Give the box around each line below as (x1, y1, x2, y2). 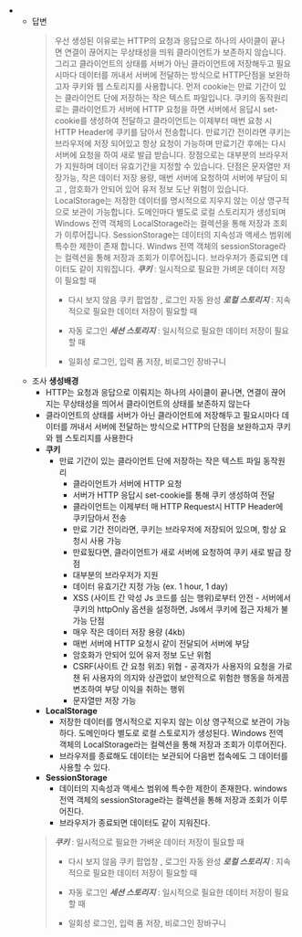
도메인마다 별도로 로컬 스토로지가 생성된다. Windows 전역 (78, 728, 285, 738)
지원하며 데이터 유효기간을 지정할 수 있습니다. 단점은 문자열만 (64, 161, 281, 172)
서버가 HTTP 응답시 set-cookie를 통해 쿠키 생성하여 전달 (72, 490, 276, 500)
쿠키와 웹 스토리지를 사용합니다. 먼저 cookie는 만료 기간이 (71, 81, 277, 91)
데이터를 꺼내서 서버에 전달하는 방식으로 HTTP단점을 (78, 69, 266, 80)
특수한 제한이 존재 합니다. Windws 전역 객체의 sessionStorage (54, 241, 280, 251)
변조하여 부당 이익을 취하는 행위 (72, 684, 185, 694)
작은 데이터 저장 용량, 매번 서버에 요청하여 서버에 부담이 (81, 173, 278, 183)
